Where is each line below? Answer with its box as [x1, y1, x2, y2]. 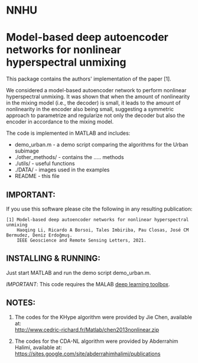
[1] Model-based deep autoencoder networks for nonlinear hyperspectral [6, 216, 189, 222]
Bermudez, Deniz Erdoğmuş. [6, 232, 73, 238]
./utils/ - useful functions [14, 160, 75, 167]
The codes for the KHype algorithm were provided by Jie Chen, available [14, 313, 192, 320]
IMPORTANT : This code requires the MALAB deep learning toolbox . [6, 280, 170, 287]
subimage [14, 147, 40, 154]
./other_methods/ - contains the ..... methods [14, 154, 124, 161]
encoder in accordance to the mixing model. [6, 118, 114, 125]
